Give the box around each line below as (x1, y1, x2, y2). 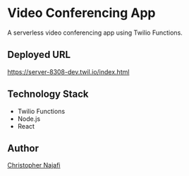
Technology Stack (7, 88, 89, 100)
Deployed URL (7, 49, 71, 61)
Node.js (17, 115, 41, 123)
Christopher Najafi (7, 161, 61, 170)
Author (7, 142, 39, 154)
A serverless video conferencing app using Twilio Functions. (7, 28, 183, 37)
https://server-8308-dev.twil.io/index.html (7, 67, 130, 76)
